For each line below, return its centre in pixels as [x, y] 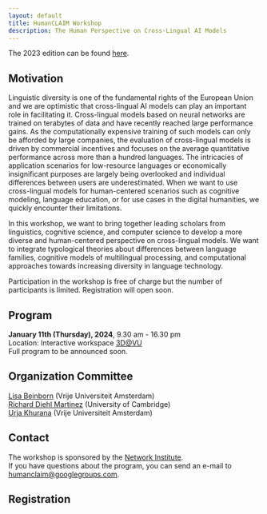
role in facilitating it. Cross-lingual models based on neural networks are [127, 115]
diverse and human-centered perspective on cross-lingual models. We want [133, 241]
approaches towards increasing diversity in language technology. [116, 266]
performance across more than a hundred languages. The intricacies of [126, 157]
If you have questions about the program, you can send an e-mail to [120, 465]
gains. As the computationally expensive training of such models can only [130, 132]
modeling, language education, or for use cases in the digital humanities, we [134, 200]
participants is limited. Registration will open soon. [91, 290]
